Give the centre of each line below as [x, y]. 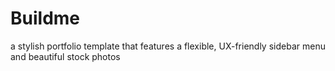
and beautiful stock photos [65, 56]
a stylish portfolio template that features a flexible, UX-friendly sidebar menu [168, 46]
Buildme [45, 18]
